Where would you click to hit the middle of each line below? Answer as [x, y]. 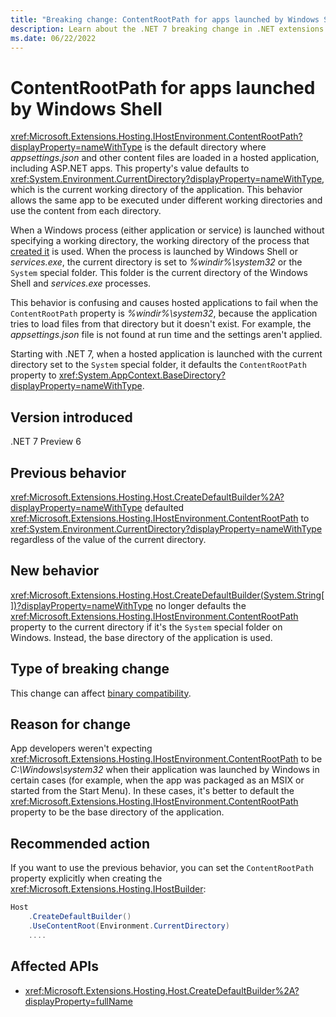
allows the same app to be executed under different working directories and [166, 200]
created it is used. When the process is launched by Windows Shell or [154, 252]
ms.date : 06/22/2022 [53, 38]
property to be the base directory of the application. [117, 812]
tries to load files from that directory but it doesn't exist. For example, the [161, 324]
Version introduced [71, 417]
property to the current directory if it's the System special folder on [146, 627]
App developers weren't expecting [81, 748]
